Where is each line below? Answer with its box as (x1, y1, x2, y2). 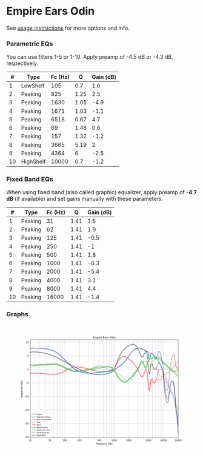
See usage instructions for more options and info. (6, 24, 130, 32)
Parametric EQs (6, 39, 53, 48)
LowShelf (21, 82, 45, 89)
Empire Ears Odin (6, 4, 95, 18)
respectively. (6, 59, 38, 67)
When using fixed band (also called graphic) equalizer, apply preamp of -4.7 (6, 189, 197, 196)
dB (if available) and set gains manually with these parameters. (6, 195, 164, 203)
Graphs (6, 310, 28, 319)
